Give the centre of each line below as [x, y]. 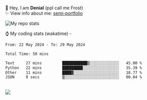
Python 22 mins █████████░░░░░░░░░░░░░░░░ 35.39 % [74, 68]
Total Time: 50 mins [27, 54]
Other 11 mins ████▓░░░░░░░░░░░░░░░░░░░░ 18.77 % [74, 73]
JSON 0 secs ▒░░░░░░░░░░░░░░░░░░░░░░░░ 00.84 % [74, 77]
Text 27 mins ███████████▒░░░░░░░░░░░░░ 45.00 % [74, 63]
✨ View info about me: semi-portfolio [44, 13]
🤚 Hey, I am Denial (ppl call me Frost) [44, 8]
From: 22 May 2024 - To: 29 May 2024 [45, 45]
